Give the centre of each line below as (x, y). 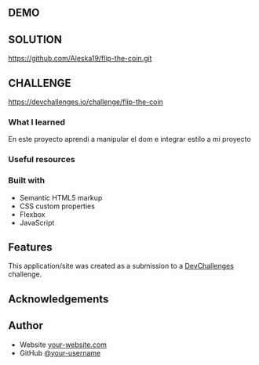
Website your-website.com (63, 345)
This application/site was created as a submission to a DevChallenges (121, 266)
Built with (27, 181)
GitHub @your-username (60, 352)
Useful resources (42, 160)
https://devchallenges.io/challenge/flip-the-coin (86, 102)
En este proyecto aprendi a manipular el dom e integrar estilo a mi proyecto (129, 139)
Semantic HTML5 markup (61, 197)
